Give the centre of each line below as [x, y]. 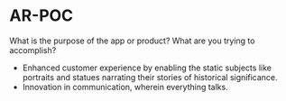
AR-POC [42, 16]
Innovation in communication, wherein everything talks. [125, 87]
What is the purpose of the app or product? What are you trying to [132, 41]
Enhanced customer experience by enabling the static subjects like [147, 68]
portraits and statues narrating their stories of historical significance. [150, 77]
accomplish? [33, 50]
